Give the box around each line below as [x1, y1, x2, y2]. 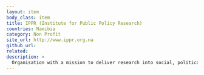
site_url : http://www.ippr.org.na [6, 37, 94, 43]
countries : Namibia [6, 25, 56, 32]
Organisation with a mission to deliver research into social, [12, 59, 175, 65]
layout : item [6, 8, 39, 15]
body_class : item [6, 15, 50, 21]
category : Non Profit [6, 31, 61, 37]
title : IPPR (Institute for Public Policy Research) [6, 20, 143, 26]
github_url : [6, 43, 36, 49]
